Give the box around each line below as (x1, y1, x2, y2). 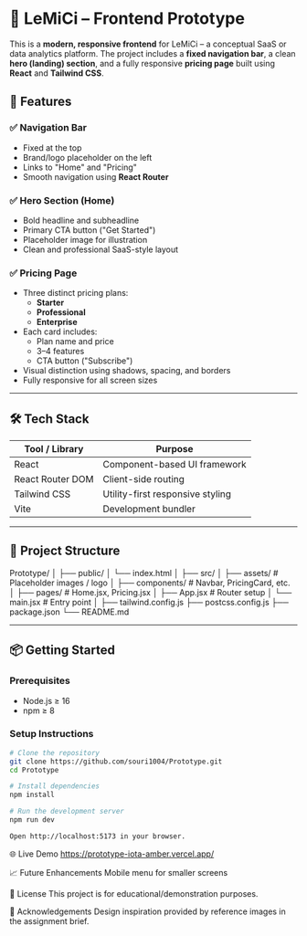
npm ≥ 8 (22, 705, 55, 716)
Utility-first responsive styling (102, 488, 231, 500)
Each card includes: (22, 326, 98, 337)
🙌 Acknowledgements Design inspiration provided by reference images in (9, 906, 286, 917)
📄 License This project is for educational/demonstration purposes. (9, 888, 259, 899)
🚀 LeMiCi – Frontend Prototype (9, 8, 245, 29)
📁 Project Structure (9, 543, 121, 559)
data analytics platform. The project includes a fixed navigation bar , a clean (9, 47, 296, 58)
